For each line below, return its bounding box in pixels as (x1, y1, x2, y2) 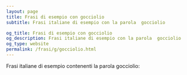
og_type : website (6, 41, 49, 47)
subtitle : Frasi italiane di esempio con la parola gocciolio (6, 19, 166, 25)
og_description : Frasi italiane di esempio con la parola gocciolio (6, 36, 182, 42)
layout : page (6, 8, 38, 15)
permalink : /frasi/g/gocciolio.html (6, 46, 96, 53)
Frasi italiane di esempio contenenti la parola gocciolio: (6, 62, 140, 69)
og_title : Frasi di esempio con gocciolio (6, 30, 112, 36)
